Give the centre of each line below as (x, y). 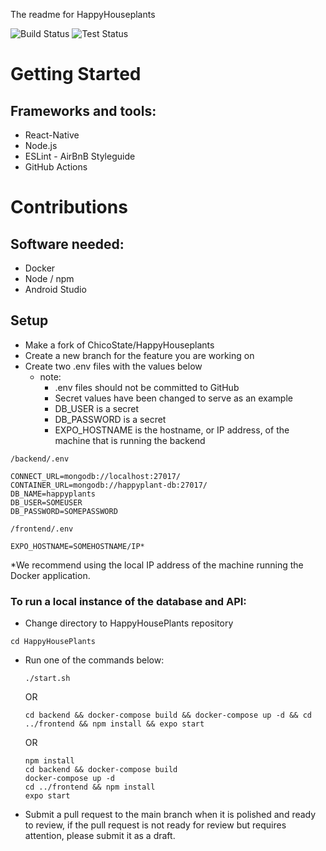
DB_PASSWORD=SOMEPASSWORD (64, 511)
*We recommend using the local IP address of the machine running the (157, 565)
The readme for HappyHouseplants (83, 14)
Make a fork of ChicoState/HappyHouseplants (119, 345)
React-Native (52, 135)
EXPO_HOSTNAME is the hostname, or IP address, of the (172, 430)
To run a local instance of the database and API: (128, 601)
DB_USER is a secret (97, 408)
